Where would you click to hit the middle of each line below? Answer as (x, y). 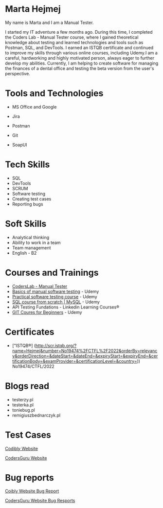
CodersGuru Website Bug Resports (40, 501)
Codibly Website (21, 448)
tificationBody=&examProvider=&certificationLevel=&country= (74, 361)
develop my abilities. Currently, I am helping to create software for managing (82, 63)
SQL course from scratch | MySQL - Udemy (56, 302)
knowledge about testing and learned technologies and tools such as (74, 42)
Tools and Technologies (54, 93)
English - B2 (24, 253)
